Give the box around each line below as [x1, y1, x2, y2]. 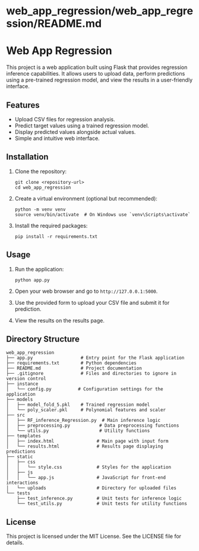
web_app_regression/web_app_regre [6, 4, 194, 18]
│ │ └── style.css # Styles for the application [6, 464, 171, 471]
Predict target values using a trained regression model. [14, 122, 150, 129]
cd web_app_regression [14, 184, 71, 190]
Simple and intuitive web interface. [14, 134, 100, 142]
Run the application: [14, 265, 64, 273]
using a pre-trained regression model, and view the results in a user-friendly [6, 76, 193, 84]
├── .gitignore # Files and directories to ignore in [6, 371, 177, 377]
